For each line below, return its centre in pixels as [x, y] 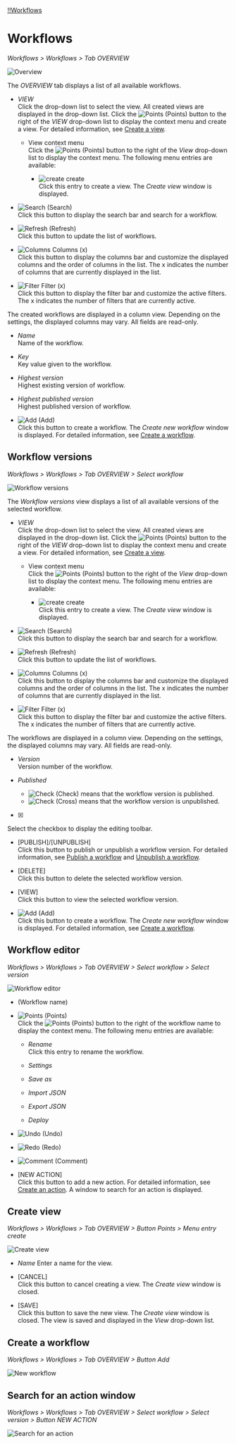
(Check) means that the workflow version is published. [135, 793]
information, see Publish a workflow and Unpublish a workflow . [109, 857]
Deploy [38, 1120]
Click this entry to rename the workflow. [86, 1052]
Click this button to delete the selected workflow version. [100, 878]
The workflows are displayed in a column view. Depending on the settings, [115, 737]
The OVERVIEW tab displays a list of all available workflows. [94, 85]
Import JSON [47, 1093]
